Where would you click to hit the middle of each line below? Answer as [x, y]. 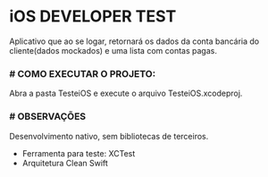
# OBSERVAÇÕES [48, 116]
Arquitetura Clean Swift [65, 163]
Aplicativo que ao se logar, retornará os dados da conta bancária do [134, 41]
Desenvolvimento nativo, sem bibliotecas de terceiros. [109, 136]
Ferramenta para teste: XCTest [79, 153]
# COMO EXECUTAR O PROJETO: [83, 73]
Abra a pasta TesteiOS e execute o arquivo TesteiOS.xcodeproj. [126, 93]
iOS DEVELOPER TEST [93, 17]
